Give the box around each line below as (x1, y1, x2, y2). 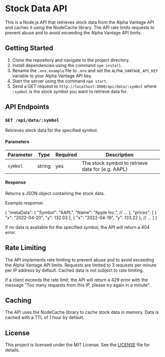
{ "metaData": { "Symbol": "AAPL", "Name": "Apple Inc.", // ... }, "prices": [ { (5, 209, 157, 215)
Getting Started (5, 44, 54, 52)
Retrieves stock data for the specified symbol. (5, 128, 98, 133)
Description (105, 151, 134, 158)
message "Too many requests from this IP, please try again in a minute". (5, 282, 151, 288)
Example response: (5, 200, 44, 206)
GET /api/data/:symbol (5, 118, 59, 123)
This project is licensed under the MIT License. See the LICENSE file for (5, 342, 150, 348)
